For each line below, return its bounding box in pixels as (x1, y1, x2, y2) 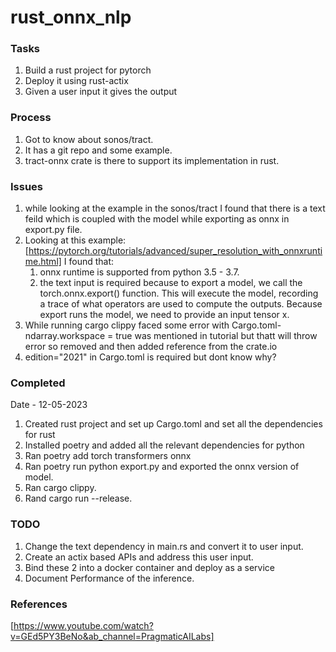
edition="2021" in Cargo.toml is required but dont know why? (24, 351, 277, 363)
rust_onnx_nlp (10, 6, 132, 29)
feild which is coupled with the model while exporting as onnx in (24, 213, 290, 225)
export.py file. (24, 224, 83, 236)
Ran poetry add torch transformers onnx (24, 450, 192, 462)
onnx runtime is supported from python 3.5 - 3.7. (39, 266, 240, 278)
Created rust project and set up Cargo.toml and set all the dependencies (24, 418, 323, 430)
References (10, 597, 68, 611)
